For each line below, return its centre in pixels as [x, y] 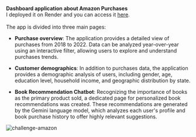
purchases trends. [36, 57]
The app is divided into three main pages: [56, 27]
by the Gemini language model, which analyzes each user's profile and [100, 110]
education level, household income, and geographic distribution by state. [102, 80]
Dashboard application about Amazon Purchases [67, 8]
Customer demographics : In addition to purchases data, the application [101, 68]
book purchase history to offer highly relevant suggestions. [86, 117]
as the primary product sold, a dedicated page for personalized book [98, 98]
